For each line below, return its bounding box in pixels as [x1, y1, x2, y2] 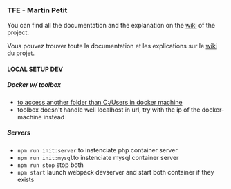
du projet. [7, 49, 35, 57]
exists [17, 175, 35, 183]
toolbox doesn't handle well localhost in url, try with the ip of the [17, 106, 201, 114]
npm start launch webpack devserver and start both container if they [17, 168, 214, 176]
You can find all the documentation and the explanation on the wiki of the [7, 21, 216, 30]
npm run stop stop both [17, 161, 84, 169]
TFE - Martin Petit [7, 6, 68, 15]
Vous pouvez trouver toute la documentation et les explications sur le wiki [7, 42, 218, 50]
